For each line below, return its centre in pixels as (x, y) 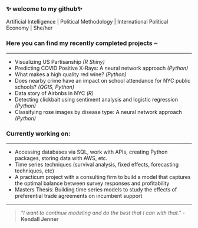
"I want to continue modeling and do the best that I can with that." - (103, 213)
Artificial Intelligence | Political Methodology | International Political (87, 22)
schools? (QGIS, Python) (44, 87)
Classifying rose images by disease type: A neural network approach (98, 112)
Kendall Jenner (39, 219)
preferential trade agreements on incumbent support (78, 196)
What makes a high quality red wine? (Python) (70, 74)
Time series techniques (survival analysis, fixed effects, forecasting (96, 164)
